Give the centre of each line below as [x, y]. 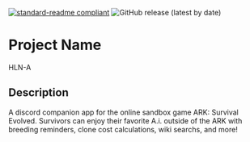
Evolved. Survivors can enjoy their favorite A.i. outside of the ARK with [125, 120]
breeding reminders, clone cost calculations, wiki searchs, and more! [123, 129]
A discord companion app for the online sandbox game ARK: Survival [123, 112]
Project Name [55, 45]
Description [38, 93]
